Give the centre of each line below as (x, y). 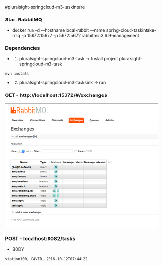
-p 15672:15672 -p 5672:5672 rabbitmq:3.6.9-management (80, 36)
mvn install (17, 73)
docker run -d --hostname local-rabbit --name (58, 30)
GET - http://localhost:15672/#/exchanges (56, 95)
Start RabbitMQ (24, 19)
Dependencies (23, 48)
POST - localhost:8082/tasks (40, 239)
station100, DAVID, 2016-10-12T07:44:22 (47, 259)
